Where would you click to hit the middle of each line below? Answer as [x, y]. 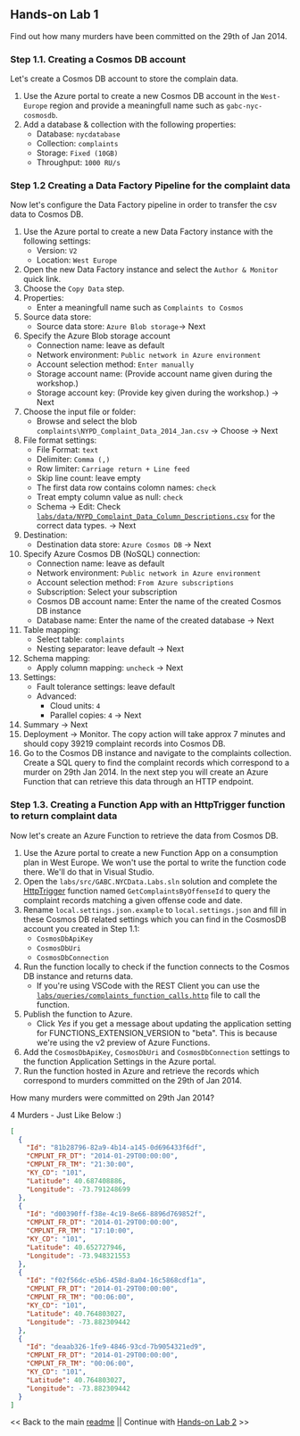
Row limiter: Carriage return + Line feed [113, 469]
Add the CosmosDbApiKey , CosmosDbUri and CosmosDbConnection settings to [156, 1051]
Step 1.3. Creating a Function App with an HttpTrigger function [148, 805]
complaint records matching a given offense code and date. [133, 900]
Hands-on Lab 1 [54, 15]
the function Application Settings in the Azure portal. [120, 1061]
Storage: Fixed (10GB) [77, 153]
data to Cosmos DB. [47, 214]
